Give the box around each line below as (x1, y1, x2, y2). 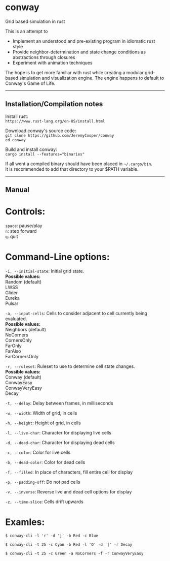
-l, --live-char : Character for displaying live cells (5, 430, 111, 436)
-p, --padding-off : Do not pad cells (5, 479, 80, 485)
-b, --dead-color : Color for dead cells (5, 459, 86, 465)
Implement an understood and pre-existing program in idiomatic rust (12, 38, 155, 44)
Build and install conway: (5, 146, 57, 152)
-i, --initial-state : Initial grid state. (5, 268, 84, 274)
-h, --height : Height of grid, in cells (5, 420, 81, 426)
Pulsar (5, 300, 19, 306)
